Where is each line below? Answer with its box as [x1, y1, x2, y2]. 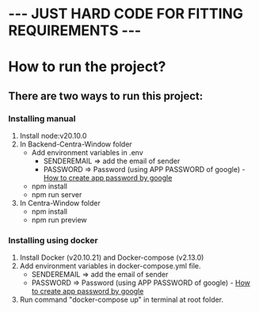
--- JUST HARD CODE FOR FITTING [8, 5, 244, 23]
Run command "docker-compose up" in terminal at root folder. [19, 295, 224, 305]
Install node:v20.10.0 [19, 131, 87, 141]
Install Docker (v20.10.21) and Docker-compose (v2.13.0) [19, 253, 204, 262]
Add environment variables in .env [31, 148, 144, 158]
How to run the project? [8, 58, 166, 76]
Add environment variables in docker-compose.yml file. [19, 261, 201, 271]
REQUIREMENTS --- [8, 21, 142, 40]
